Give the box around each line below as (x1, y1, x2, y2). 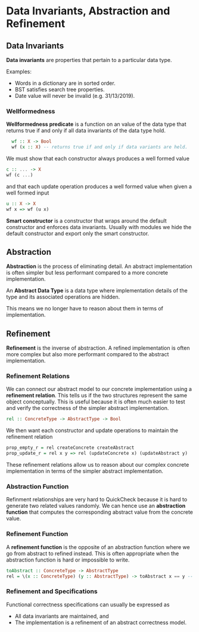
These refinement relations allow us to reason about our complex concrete (6, 461, 189, 468)
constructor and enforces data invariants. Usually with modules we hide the (6, 223, 192, 230)
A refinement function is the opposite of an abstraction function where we (6, 543, 190, 550)
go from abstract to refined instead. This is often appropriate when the (6, 550, 179, 557)
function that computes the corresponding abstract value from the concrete (6, 508, 194, 516)
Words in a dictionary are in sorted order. (14, 79, 116, 87)
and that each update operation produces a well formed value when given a (6, 183, 192, 190)
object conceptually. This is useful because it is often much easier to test (6, 398, 186, 405)
